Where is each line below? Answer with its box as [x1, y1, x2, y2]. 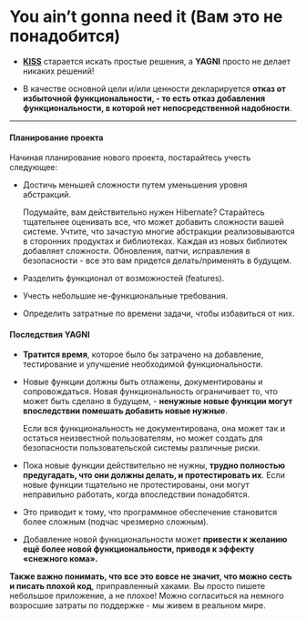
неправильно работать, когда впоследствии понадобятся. [22, 489, 250, 500]
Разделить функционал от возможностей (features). [22, 273, 225, 284]
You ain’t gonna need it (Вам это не [9, 6, 283, 27]
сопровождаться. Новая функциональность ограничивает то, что [22, 386, 278, 397]
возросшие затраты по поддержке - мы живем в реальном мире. [9, 600, 266, 611]
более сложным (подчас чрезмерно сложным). [22, 516, 209, 527]
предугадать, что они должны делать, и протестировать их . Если [22, 470, 285, 481]
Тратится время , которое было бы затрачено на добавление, [22, 349, 264, 361]
